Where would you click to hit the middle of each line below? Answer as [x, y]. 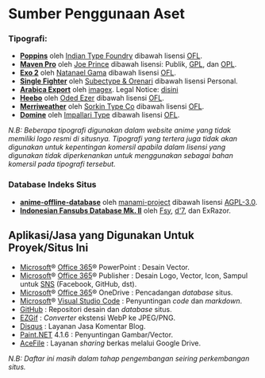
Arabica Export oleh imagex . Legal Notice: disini [99, 90]
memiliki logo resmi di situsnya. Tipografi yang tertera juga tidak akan [123, 139]
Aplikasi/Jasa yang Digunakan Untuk [101, 235]
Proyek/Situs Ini [48, 248]
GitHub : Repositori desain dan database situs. [96, 309]
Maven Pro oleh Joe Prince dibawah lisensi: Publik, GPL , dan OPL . [128, 64]
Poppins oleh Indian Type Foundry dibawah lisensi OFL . [111, 56]
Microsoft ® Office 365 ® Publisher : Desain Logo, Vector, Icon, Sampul [134, 276]
